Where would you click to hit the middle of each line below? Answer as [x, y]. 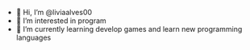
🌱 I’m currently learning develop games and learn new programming [129, 29]
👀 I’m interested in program [61, 21]
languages [33, 37]
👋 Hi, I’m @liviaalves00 [54, 12]
